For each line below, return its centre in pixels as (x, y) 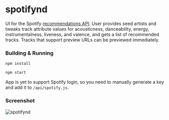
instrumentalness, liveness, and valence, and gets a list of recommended (82, 34)
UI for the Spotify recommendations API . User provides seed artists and (81, 23)
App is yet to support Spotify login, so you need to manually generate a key (85, 82)
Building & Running (29, 53)
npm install (18, 64)
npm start (16, 73)
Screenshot (20, 101)
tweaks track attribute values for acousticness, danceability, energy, (77, 29)
